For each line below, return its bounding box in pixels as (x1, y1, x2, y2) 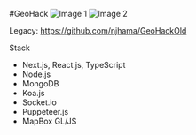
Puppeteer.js (21, 107, 69, 116)
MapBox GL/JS (21, 116, 77, 126)
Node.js (21, 69, 51, 79)
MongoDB (21, 79, 59, 88)
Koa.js (21, 88, 45, 98)
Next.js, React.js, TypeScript (21, 60, 126, 70)
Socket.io (21, 97, 58, 108)
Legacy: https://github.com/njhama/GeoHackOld (9, 26, 187, 35)
